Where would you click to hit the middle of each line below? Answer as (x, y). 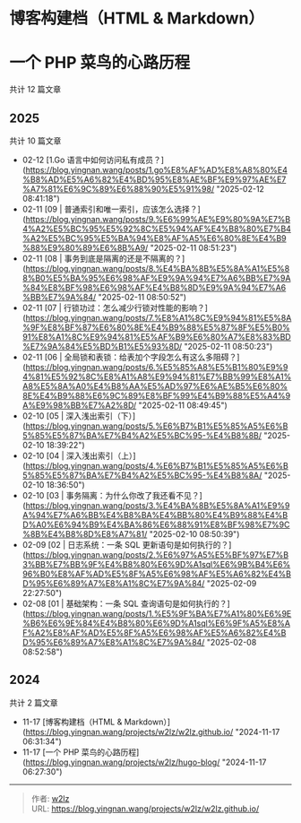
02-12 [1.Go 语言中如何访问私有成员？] (93, 160)
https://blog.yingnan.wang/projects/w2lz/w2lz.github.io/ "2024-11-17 (153, 732)
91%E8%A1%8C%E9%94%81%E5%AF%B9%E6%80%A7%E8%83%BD (156, 336)
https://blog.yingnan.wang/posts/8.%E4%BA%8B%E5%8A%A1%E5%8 (158, 268)
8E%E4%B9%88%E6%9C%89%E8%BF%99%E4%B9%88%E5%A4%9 (156, 395)
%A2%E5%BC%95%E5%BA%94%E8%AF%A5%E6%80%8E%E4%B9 (154, 238)
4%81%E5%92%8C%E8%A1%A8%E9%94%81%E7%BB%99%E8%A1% (157, 377)
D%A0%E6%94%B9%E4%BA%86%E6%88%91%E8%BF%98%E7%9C (156, 524)
